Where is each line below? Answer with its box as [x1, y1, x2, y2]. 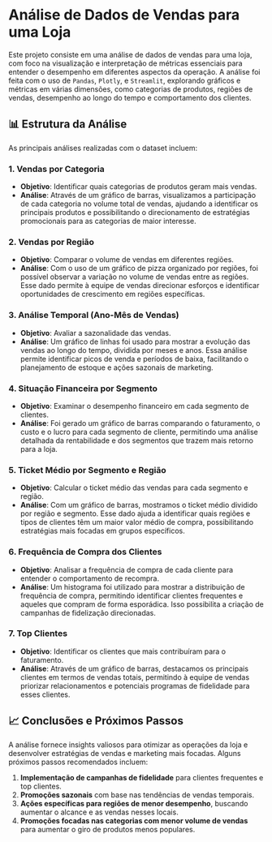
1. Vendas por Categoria [8, 163, 105, 174]
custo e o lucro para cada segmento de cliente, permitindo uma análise [19, 427, 258, 436]
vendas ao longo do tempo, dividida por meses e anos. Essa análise [19, 345, 248, 354]
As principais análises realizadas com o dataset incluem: [8, 143, 198, 153]
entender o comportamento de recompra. [19, 574, 160, 583]
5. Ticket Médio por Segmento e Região [8, 464, 166, 475]
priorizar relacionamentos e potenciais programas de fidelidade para [19, 681, 250, 690]
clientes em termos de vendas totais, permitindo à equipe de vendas [19, 672, 250, 682]
